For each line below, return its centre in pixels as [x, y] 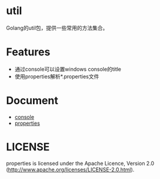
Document [32, 101]
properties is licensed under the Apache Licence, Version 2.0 [80, 163]
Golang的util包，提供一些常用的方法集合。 [57, 28]
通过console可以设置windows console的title [68, 69]
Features [28, 52]
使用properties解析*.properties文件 [57, 76]
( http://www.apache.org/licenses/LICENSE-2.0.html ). [70, 170]
